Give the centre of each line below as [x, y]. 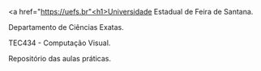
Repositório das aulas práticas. [60, 58]
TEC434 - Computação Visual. [60, 43]
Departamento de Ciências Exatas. [66, 27]
